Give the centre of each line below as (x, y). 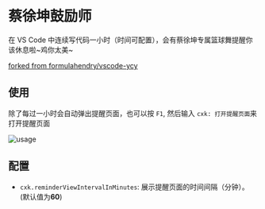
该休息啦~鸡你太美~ (41, 49)
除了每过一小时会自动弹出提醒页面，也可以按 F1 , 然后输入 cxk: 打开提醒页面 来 (133, 113)
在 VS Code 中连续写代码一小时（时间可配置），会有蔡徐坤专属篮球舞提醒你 (131, 40)
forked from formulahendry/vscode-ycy (73, 65)
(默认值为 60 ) (41, 196)
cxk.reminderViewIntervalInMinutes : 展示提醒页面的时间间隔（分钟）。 (134, 187)
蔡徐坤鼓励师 (50, 16)
